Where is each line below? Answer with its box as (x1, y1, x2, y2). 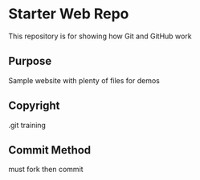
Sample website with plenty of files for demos (8, 75, 161, 85)
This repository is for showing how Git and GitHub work (8, 31, 192, 41)
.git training (8, 120, 47, 130)
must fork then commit (8, 165, 84, 174)
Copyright (8, 99, 60, 113)
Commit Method (8, 143, 92, 157)
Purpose (8, 54, 52, 68)
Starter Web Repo (8, 5, 129, 23)
